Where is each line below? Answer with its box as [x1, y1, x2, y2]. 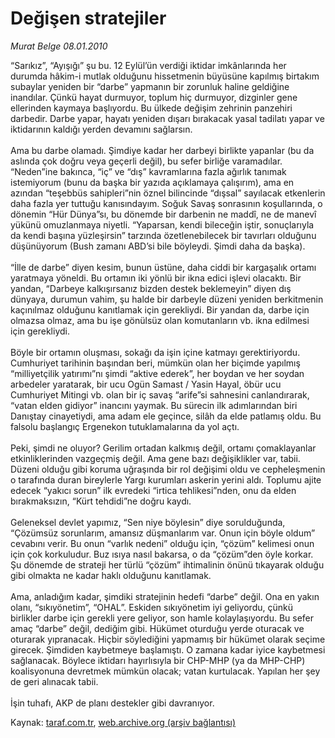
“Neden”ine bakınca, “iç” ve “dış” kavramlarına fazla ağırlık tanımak [10, 165, 287, 177]
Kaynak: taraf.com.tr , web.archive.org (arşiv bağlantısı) [10, 716, 237, 728]
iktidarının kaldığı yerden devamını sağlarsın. [10, 123, 193, 135]
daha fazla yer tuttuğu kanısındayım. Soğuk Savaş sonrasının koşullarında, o [10, 197, 323, 209]
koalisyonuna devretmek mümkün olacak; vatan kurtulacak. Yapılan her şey [10, 665, 321, 677]
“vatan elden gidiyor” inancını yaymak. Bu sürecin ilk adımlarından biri [10, 399, 298, 411]
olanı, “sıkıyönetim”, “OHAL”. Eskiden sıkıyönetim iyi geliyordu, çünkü [10, 601, 293, 613]
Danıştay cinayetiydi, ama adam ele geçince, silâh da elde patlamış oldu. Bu [10, 410, 322, 422]
